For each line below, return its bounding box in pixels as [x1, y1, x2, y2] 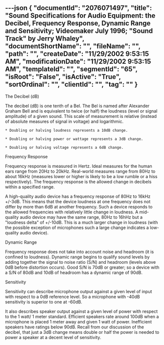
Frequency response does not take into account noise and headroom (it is [5, 249, 154, 254]
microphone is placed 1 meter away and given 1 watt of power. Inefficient [5, 319, 152, 324]
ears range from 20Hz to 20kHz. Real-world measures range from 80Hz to [5, 168, 156, 174]
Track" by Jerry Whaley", [5, 34, 85, 43]
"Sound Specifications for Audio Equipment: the [5, 12, 156, 20]
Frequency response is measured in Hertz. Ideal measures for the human [5, 163, 153, 169]
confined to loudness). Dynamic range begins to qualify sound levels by [5, 254, 150, 260]
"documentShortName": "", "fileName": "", [5, 42, 141, 50]
